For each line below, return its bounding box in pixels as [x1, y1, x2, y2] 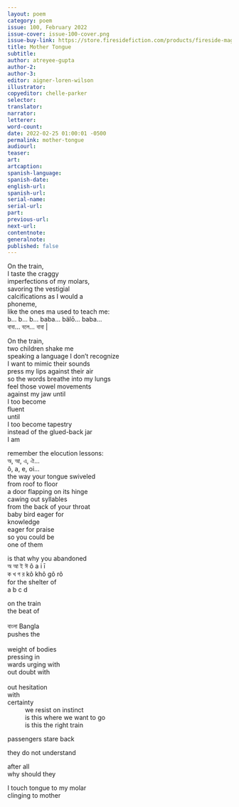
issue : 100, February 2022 [7, 24, 87, 31]
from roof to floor [7, 480, 58, 488]
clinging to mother [7, 791, 61, 800]
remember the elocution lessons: [7, 449, 105, 458]
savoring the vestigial [7, 284, 70, 293]
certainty [7, 698, 34, 706]
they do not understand [7, 749, 76, 757]
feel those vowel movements [7, 382, 92, 391]
